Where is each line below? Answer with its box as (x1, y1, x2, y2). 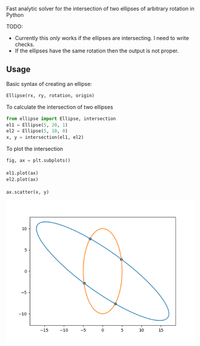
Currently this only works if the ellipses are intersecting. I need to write (14, 35, 189, 41)
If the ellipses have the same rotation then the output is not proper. (14, 47, 179, 54)
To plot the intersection (6, 146, 63, 153)
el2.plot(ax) (6, 176, 39, 183)
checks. (14, 41, 35, 48)
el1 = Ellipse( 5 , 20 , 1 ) (6, 122, 68, 128)
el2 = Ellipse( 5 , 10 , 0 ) (6, 128, 68, 134)
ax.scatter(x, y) (6, 189, 50, 195)
